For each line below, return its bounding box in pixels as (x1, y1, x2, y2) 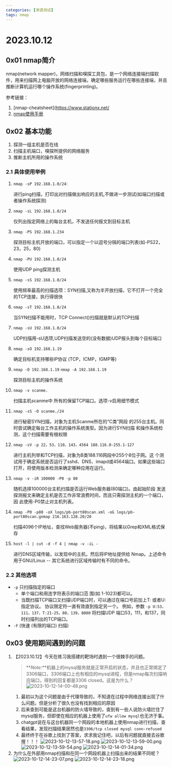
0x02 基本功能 (6, 127, 52, 136)
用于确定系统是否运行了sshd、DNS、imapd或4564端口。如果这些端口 (17, 458, 165, 464)
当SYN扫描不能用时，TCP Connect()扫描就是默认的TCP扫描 (13, 314, 140, 320)
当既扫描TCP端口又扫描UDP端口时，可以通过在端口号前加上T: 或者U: (20, 596, 166, 603)
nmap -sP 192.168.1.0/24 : (13, 180, 68, 186)
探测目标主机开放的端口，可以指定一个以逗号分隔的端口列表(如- (13, 239, 147, 245)
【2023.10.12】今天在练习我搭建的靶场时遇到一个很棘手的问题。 (13, 653, 148, 659)
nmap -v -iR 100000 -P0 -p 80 (13, 476, 78, 481)
